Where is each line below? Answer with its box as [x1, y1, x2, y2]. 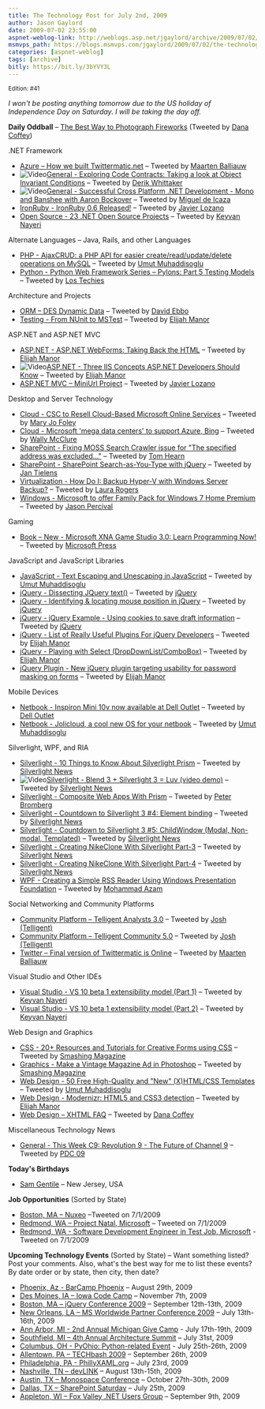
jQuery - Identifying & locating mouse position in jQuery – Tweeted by [19, 596, 246, 605]
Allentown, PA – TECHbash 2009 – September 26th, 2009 [19, 1349, 207, 1358]
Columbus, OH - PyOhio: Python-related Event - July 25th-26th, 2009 [19, 1341, 247, 1351]
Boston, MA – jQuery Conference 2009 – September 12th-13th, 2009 [19, 1299, 243, 1309]
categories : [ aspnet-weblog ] [8, 48, 104, 56]
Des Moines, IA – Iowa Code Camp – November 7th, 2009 [19, 1291, 207, 1300]
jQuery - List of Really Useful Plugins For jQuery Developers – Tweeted [19, 629, 250, 639]
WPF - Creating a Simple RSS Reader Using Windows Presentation [19, 875, 237, 885]
